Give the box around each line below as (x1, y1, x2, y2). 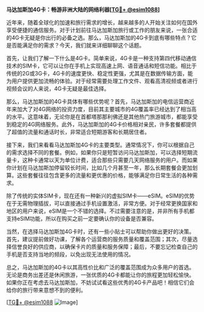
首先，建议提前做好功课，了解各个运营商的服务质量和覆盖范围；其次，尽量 (6, 235, 192, 243)
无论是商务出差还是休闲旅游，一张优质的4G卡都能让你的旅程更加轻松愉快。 (6, 271, 195, 279)
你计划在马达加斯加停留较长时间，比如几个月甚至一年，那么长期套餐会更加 (6, 164, 192, 171)
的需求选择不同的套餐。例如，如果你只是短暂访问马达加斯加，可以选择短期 (6, 149, 192, 156)
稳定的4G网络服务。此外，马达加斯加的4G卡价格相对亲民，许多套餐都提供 (11, 121, 197, 128)
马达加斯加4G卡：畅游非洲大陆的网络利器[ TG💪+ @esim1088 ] (6, 6, 160, 13)
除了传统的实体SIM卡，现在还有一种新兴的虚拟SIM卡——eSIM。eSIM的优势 (6, 192, 195, 199)
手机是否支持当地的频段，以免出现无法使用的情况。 (6, 251, 134, 258)
